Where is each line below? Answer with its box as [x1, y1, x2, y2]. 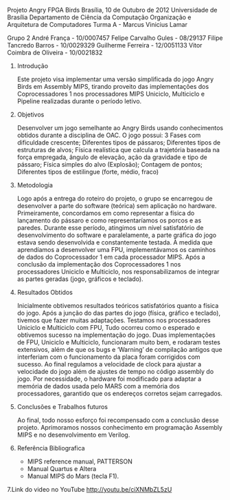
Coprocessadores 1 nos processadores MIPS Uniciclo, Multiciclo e [16, 90, 205, 98]
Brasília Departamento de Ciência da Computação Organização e [7, 13, 192, 21]
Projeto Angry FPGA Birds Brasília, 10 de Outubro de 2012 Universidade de [7, 6, 218, 14]
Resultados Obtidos [16, 289, 73, 296]
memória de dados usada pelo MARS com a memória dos [16, 382, 180, 390]
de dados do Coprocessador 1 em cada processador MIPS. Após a [16, 253, 206, 261]
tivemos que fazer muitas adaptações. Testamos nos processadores [16, 316, 211, 324]
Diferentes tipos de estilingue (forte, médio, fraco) [16, 168, 159, 176]
